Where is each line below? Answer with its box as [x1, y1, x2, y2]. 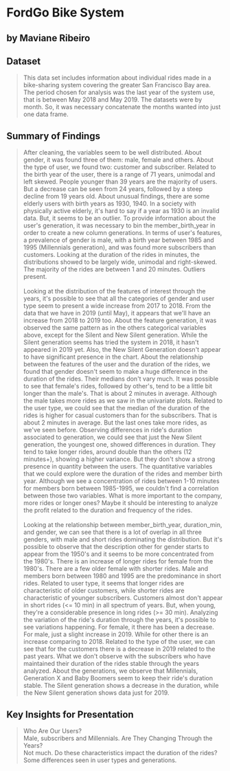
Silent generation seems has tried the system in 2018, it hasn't [23, 338, 200, 346]
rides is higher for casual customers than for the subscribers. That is [23, 411, 218, 420]
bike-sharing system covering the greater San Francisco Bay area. [23, 81, 211, 89]
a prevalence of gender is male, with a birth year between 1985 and [23, 236, 214, 245]
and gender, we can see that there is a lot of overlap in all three [23, 528, 202, 537]
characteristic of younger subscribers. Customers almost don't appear [23, 594, 223, 602]
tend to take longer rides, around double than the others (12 [23, 448, 192, 456]
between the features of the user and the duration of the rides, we [23, 360, 211, 368]
